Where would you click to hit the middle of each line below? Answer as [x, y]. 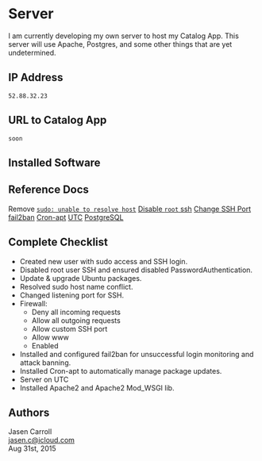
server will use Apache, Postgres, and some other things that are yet [120, 44]
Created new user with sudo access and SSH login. [104, 261]
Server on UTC [44, 379]
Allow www [50, 337]
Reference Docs [49, 190]
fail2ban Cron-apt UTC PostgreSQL [66, 217]
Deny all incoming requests [76, 312]
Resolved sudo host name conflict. [76, 286]
